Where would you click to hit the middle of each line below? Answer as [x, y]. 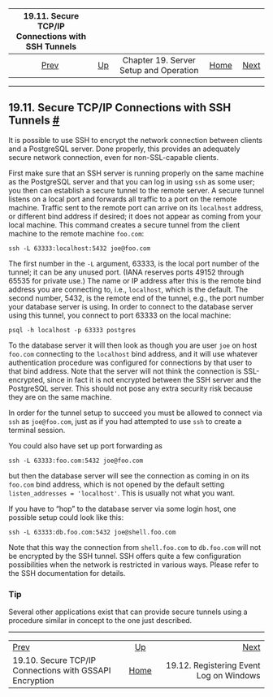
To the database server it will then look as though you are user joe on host [133, 345]
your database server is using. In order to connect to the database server [131, 306]
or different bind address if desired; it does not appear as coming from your [135, 216]
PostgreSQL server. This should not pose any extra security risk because [131, 388]
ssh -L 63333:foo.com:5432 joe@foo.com [76, 461]
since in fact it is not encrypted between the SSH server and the [154, 379]
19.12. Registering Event [213, 665]
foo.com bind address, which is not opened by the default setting [117, 484]
